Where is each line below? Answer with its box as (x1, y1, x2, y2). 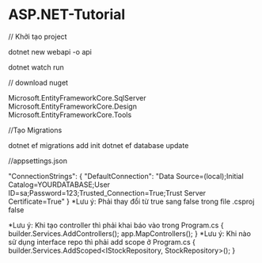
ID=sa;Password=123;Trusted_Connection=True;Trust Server (8, 188, 207, 197)
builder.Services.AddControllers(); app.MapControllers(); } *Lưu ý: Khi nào (8, 228, 252, 238)
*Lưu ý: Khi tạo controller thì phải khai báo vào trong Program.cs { (8, 220, 224, 230)
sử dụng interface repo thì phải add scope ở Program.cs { (8, 237, 196, 246)
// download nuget (8, 78, 69, 87)
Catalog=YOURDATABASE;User (8, 180, 111, 189)
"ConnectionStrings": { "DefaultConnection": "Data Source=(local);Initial (8, 171, 244, 181)
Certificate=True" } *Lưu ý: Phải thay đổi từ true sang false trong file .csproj (8, 196, 255, 206)
